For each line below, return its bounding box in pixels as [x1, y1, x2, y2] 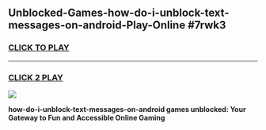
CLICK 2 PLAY [8, 72, 63, 83]
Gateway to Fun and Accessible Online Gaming [8, 113, 165, 122]
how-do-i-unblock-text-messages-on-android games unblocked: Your [8, 104, 247, 113]
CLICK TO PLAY [8, 43, 70, 54]
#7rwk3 [187, 19, 226, 32]
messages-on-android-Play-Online [8, 19, 186, 32]
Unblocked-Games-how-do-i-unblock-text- [8, 6, 230, 20]
